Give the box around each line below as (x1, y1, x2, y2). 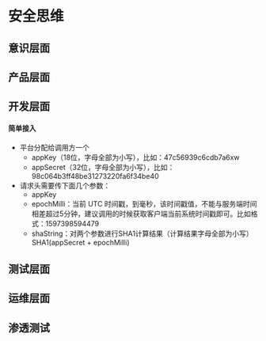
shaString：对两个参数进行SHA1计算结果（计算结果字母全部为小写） (31, 229, 253, 238)
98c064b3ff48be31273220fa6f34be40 (31, 171, 160, 180)
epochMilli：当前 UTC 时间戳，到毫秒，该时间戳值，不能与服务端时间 (31, 199, 257, 208)
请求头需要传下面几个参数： (19, 180, 111, 190)
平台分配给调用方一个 (19, 142, 89, 152)
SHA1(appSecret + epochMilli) (31, 237, 130, 247)
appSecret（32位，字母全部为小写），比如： (31, 162, 175, 172)
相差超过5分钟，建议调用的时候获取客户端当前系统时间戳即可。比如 (31, 209, 251, 218)
